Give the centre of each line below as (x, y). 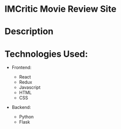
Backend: (21, 107)
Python (26, 117)
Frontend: (21, 68)
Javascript (30, 87)
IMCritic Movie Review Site (60, 9)
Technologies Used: (46, 54)
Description (29, 32)
